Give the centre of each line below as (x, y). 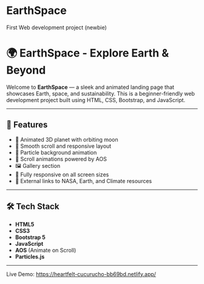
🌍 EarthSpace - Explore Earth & (87, 53)
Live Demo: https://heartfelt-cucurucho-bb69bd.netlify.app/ (81, 274)
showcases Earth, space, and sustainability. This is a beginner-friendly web (101, 93)
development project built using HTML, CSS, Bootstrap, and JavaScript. (96, 100)
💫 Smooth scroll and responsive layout (63, 146)
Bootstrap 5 (30, 237)
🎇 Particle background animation (56, 152)
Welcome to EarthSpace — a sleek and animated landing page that (90, 87)
